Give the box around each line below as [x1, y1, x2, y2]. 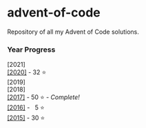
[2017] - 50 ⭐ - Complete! [7, 93, 81, 101]
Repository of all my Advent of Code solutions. [7, 28, 139, 36]
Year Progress [7, 45, 56, 54]
